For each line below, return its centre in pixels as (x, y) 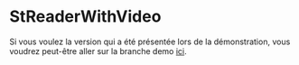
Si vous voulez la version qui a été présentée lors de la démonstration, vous (150, 42)
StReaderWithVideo (85, 17)
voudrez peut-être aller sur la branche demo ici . (98, 51)
